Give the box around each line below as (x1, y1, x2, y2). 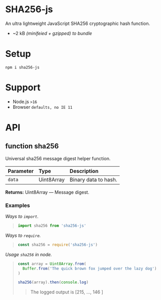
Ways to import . (5, 214, 39, 220)
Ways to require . (5, 232, 41, 238)
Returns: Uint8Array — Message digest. (5, 189, 90, 195)
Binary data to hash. (69, 176, 118, 183)
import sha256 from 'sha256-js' (17, 223, 86, 228)
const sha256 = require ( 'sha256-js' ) (17, 242, 98, 247)
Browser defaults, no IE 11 (12, 104, 73, 110)
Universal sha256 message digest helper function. (5, 155, 111, 161)
